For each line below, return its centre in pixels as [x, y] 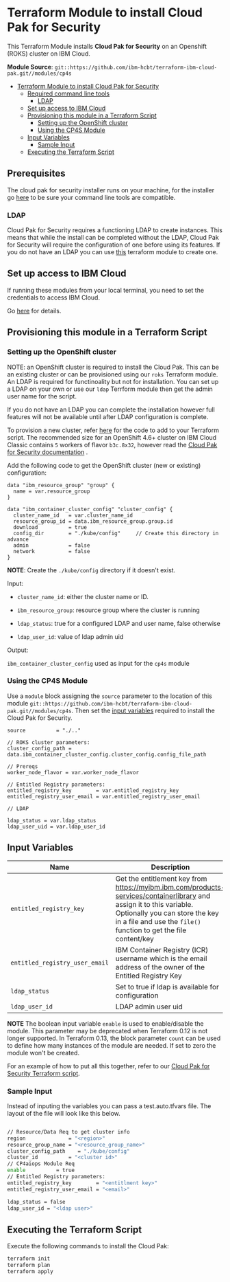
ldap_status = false [37, 1202]
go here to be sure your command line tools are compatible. [91, 197]
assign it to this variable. [154, 904]
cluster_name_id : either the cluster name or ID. [83, 596]
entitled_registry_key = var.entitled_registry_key [93, 790]
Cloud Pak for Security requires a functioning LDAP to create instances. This [115, 230]
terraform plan [29, 1266]
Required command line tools [68, 93]
